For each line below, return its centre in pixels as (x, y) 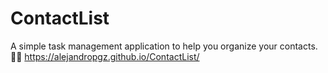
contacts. (298, 46)
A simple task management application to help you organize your (144, 46)
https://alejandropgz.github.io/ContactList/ (112, 56)
